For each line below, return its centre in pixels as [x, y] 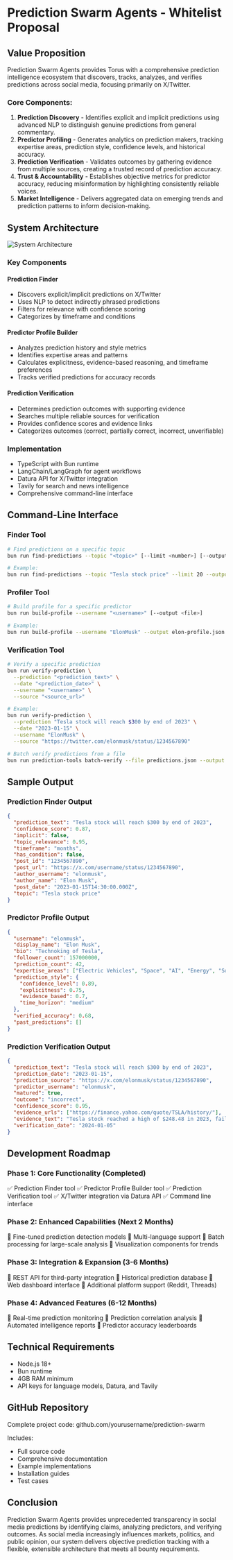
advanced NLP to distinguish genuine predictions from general [106, 125]
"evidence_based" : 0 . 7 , [54, 997]
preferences [35, 370]
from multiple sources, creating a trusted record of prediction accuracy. [120, 169]
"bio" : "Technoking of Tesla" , [59, 952]
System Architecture [53, 228]
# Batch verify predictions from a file [67, 754]
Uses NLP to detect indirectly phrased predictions [88, 302]
